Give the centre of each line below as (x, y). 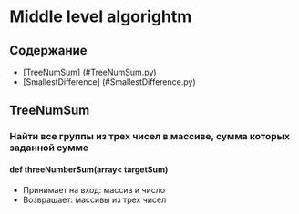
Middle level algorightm (101, 17)
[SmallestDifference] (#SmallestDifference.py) (109, 82)
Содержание (49, 51)
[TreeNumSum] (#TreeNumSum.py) (89, 72)
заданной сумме (49, 148)
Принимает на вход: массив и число (94, 189)
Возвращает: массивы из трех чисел (94, 199)
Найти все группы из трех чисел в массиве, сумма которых (149, 137)
